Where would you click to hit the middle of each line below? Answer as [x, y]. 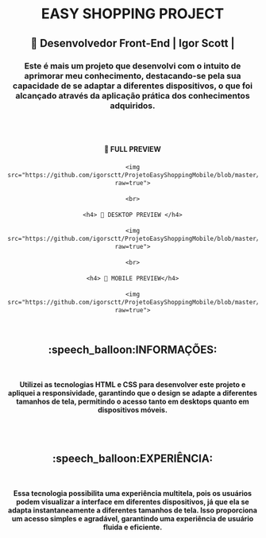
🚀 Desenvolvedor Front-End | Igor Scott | [133, 43]
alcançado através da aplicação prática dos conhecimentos [133, 95]
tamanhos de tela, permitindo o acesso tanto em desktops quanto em [133, 401]
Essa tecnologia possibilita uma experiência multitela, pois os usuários [133, 493]
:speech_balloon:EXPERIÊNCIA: [133, 459]
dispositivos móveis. [133, 409]
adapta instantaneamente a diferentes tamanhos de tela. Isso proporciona [133, 510]
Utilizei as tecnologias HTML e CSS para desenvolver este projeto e [133, 384]
